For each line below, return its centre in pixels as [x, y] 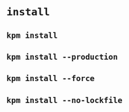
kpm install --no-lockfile [64, 100]
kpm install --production [62, 57]
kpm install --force [51, 79]
